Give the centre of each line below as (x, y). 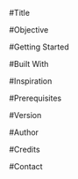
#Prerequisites (35, 98)
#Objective (29, 30)
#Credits (25, 149)
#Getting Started (39, 47)
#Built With (29, 64)
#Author (24, 132)
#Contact (26, 166)
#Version (25, 115)
